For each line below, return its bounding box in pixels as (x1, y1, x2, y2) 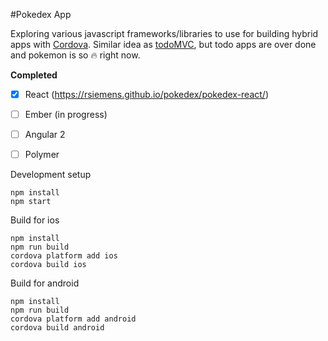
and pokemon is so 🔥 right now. (10, 49, 141, 61)
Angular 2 (24, 129, 66, 141)
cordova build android (10, 323, 105, 333)
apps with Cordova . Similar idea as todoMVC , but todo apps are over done (10, 39, 317, 50)
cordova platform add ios (10, 251, 118, 261)
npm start (10, 197, 52, 207)
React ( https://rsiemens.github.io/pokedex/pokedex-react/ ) (24, 89, 270, 100)
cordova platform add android (10, 314, 137, 324)
